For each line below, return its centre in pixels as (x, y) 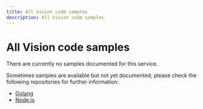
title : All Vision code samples (47, 12)
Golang (24, 93)
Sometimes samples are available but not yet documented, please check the (101, 75)
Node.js (25, 100)
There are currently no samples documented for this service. (82, 64)
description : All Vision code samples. (57, 17)
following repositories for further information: (63, 82)
